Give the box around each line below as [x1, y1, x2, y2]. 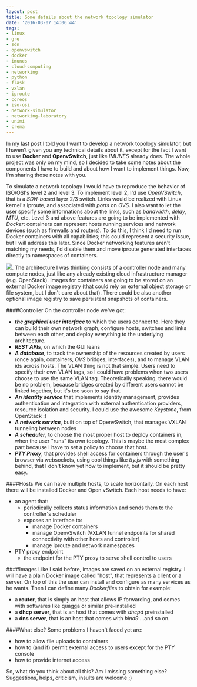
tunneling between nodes [14, 425, 76, 431]
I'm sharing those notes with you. [6, 172, 87, 178]
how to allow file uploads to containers [14, 638, 109, 645]
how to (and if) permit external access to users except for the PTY [14, 644, 175, 651]
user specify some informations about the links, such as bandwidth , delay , [6, 208, 187, 215]
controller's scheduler [23, 511, 77, 517]
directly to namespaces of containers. [6, 252, 98, 259]
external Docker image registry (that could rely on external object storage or [6, 283, 191, 290]
